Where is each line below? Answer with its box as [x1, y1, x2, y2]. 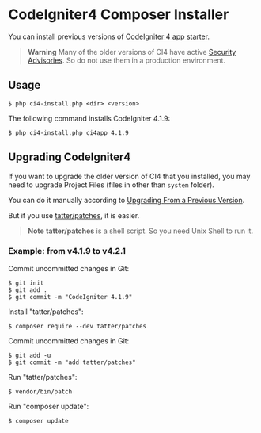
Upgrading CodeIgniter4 [8, 151, 131, 164]
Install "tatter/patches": [8, 307, 85, 316]
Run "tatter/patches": [8, 372, 78, 381]
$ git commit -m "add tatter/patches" [8, 358, 136, 366]
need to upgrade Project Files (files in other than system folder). [8, 180, 215, 190]
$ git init [8, 279, 44, 287]
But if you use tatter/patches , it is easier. [8, 210, 140, 220]
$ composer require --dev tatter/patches [8, 322, 147, 330]
